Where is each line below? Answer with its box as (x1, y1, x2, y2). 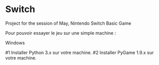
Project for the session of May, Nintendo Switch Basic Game (5, 20, 132, 26)
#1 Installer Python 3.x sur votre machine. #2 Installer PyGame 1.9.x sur (5, 49, 154, 55)
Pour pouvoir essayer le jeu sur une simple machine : (5, 30, 116, 36)
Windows (5, 39, 25, 46)
